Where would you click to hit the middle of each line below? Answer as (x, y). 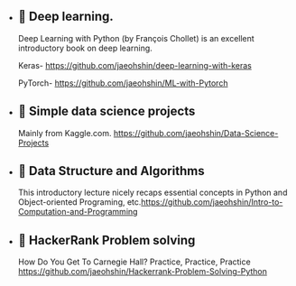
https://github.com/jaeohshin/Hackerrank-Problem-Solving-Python (143, 272)
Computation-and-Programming (78, 212)
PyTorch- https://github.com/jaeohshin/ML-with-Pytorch (123, 83)
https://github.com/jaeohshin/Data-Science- (196, 133)
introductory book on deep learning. (85, 48)
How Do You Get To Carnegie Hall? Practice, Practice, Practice (134, 262)
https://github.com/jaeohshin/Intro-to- (212, 202)
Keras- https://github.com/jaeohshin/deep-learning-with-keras (135, 65)
